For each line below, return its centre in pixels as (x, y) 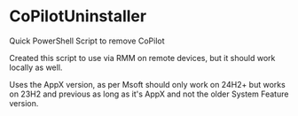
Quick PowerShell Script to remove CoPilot (87, 41)
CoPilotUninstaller (78, 16)
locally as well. (36, 67)
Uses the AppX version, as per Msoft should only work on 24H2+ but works (147, 84)
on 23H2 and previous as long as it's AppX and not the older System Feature (149, 94)
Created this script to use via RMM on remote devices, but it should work (142, 58)
